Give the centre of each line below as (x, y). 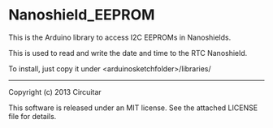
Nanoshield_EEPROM (82, 15)
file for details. (32, 116)
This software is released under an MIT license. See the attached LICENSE (133, 108)
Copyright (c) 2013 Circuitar (55, 92)
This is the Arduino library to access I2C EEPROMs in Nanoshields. (120, 37)
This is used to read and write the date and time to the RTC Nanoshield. (128, 53)
